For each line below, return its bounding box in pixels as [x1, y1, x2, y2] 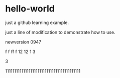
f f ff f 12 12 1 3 [5, 48, 36, 54]
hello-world [5, 3, 55, 14]
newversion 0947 [5, 38, 42, 45]
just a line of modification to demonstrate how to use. [5, 29, 115, 35]
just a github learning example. [5, 19, 69, 25]
